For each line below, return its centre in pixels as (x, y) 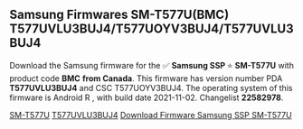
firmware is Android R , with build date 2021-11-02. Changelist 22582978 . (147, 97)
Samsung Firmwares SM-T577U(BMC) (119, 15)
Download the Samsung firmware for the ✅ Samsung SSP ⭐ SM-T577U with (151, 65)
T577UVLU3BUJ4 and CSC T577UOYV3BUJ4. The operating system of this (151, 88)
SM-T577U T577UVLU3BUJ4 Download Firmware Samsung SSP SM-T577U (151, 115)
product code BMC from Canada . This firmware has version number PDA (146, 78)
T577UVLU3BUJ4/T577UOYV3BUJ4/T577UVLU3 (151, 29)
